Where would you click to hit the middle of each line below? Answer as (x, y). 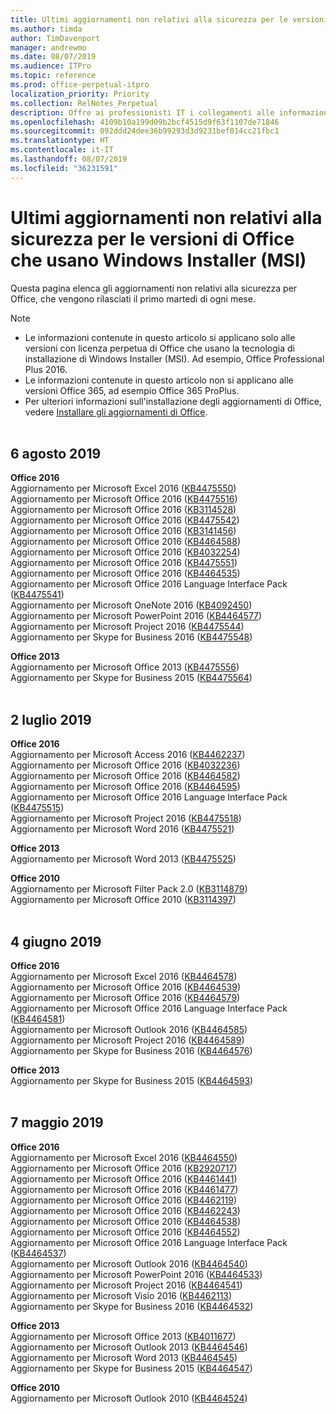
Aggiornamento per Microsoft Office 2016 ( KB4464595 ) (125, 787)
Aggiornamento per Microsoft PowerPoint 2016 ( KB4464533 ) (136, 1274)
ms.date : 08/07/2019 (53, 57)
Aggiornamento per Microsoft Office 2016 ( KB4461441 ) (124, 1178)
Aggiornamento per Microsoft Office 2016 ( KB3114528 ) (123, 510)
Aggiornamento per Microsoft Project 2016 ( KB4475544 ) (127, 627)
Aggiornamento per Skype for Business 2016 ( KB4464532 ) (132, 1306)
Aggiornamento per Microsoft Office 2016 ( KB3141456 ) (123, 531)
